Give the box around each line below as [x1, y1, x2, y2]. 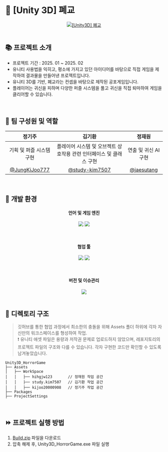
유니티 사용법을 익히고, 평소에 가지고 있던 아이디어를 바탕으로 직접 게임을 [12, 66, 154, 72]
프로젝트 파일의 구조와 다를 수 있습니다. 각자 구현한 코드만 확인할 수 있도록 [17, 344, 161, 350]
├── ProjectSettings [5, 394, 48, 399]
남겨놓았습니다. [17, 350, 47, 356]
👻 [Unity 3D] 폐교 [5, 5, 75, 16]
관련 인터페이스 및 [71, 150, 112, 157]
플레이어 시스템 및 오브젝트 [56, 143, 116, 150]
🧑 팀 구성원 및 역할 [5, 117, 58, 126]
